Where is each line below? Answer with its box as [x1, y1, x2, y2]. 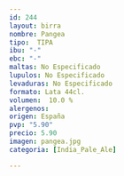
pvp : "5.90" [9, 121, 53, 130]
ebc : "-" [9, 54, 42, 63]
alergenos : [9, 104, 50, 113]
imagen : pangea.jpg [9, 137, 81, 146]
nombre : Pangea [9, 29, 66, 38]
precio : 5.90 [9, 129, 58, 138]
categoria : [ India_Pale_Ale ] [9, 145, 117, 154]
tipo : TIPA [9, 37, 53, 47]
